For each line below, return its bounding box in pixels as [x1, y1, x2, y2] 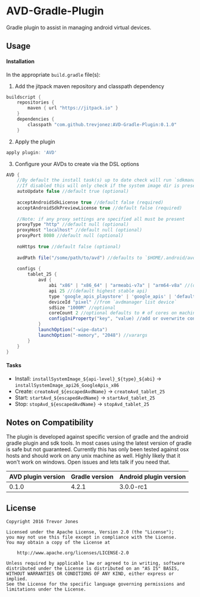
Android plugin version [119, 473, 186, 481]
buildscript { [6, 94, 42, 100]
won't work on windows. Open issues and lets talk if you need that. [6, 458, 171, 465]
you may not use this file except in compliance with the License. [6, 535, 177, 540]
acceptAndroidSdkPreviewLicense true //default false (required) [17, 205, 183, 211]
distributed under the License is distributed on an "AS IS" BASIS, [6, 565, 180, 572]
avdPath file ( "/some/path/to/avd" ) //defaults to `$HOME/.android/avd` [17, 255, 198, 261]
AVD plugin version [9, 473, 65, 481]
